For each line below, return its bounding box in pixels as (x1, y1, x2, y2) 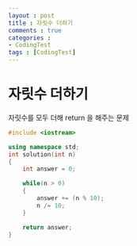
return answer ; (22, 223, 73, 231)
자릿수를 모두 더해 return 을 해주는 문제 (8, 113, 129, 122)
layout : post (8, 11, 55, 20)
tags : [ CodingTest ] (8, 48, 77, 56)
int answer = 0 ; (22, 165, 77, 173)
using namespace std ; (8, 143, 80, 151)
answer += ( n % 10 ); (36, 194, 105, 202)
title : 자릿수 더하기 (8, 19, 74, 27)
